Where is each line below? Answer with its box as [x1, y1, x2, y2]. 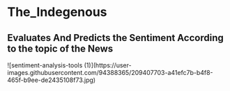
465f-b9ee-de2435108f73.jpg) [7, 76, 96, 84]
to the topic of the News [7, 42, 114, 54]
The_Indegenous [7, 4, 107, 20]
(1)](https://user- [84, 61, 132, 69]
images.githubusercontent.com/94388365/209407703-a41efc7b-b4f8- [7, 69, 214, 76]
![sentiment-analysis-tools [7, 61, 83, 69]
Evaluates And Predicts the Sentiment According [7, 32, 224, 44]
